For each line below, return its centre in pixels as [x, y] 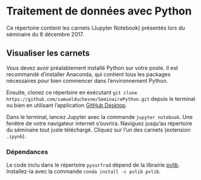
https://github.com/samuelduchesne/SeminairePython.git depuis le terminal [101, 98]
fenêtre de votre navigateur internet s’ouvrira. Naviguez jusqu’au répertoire [99, 123]
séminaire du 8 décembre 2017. [45, 34]
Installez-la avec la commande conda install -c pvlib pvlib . [84, 172]
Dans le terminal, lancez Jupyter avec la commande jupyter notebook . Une [100, 117]
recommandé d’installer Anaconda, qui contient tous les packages [88, 74]
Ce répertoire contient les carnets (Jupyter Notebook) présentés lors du [96, 28]
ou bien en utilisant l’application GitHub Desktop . [67, 105]
